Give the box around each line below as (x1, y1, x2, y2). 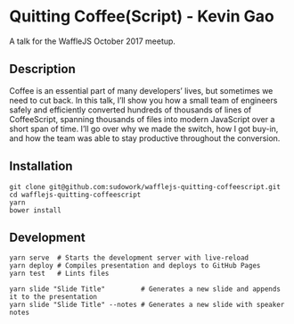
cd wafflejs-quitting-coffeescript (9, 190, 142, 199)
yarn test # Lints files (9, 270, 110, 278)
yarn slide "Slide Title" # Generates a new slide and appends (9, 285, 281, 294)
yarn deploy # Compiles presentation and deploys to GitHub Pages (9, 262, 261, 270)
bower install (9, 205, 62, 215)
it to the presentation (9, 293, 98, 302)
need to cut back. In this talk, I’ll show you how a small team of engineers (9, 95, 278, 105)
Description (9, 62, 76, 77)
